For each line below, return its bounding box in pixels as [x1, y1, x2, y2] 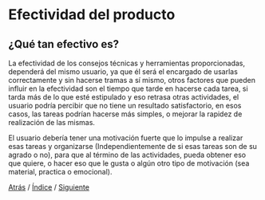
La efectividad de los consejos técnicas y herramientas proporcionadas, [8, 58, 246, 68]
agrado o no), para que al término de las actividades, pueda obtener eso [8, 150, 246, 159]
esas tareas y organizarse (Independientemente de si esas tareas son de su [8, 142, 258, 151]
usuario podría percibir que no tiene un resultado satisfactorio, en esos [8, 101, 242, 110]
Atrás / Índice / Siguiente [8, 182, 90, 192]
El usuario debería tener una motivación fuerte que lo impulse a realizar [8, 133, 243, 143]
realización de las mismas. [8, 118, 96, 127]
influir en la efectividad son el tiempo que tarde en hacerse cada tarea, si [8, 84, 249, 93]
